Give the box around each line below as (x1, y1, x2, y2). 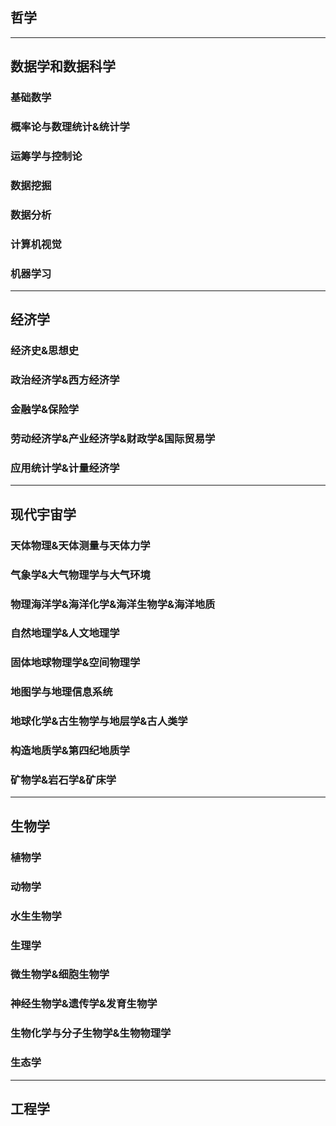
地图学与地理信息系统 (10, 685, 113, 699)
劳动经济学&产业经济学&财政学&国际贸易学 (10, 432, 216, 446)
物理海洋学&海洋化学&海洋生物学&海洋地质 (10, 597, 216, 611)
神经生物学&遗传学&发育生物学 (10, 997, 158, 1011)
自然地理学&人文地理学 (10, 626, 120, 640)
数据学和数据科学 (10, 58, 116, 75)
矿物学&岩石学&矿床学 (10, 773, 117, 787)
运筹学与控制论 (10, 149, 83, 163)
